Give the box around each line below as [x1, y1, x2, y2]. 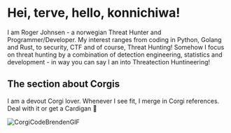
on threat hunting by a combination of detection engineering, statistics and [7, 50, 223, 59]
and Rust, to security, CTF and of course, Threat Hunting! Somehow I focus [7, 43, 225, 51]
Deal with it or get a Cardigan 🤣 [7, 104, 97, 113]
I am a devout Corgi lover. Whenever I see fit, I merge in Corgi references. [7, 97, 220, 105]
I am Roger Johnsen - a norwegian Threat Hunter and [7, 28, 162, 36]
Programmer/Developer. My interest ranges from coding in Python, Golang [7, 35, 222, 43]
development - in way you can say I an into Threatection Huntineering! [7, 57, 211, 66]
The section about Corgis [7, 78, 120, 90]
